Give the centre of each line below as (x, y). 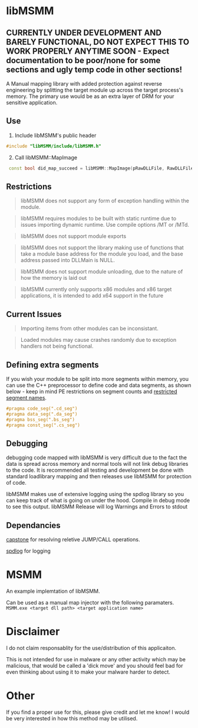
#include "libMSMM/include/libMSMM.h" (54, 146)
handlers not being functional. (57, 346)
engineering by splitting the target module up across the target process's (95, 90)
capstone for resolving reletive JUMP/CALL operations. (73, 540)
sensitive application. (32, 102)
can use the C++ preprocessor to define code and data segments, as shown (99, 385)
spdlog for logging (29, 551)
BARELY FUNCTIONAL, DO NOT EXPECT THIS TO (98, 42)
